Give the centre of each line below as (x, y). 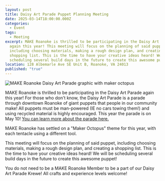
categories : (17, 23)
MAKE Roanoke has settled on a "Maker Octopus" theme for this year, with (81, 128)
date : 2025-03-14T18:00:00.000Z (38, 19)
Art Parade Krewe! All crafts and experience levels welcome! (66, 173)
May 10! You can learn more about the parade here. (57, 119)
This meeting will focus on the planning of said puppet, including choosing (80, 143)
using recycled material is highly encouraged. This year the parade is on (78, 113)
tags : (11, 32)
